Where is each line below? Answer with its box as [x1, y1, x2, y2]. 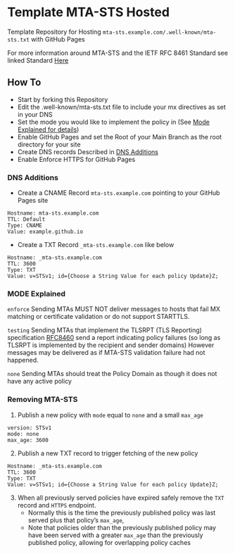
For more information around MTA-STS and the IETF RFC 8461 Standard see [7, 49, 229, 57]
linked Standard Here [7, 56, 69, 64]
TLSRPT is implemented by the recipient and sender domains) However [7, 341, 215, 349]
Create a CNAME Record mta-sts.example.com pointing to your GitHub [17, 189, 220, 197]
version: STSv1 [7, 424, 52, 432]
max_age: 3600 [7, 436, 49, 443]
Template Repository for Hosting [7, 27, 101, 36]
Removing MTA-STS [7, 395, 78, 405]
